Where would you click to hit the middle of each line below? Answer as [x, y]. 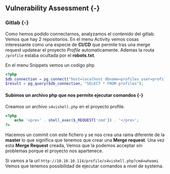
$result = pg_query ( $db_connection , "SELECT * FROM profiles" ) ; [74, 84]
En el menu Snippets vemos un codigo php [50, 65]
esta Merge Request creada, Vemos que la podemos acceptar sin [74, 146]
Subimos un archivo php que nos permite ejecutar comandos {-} [74, 95]
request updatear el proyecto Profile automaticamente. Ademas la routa [80, 50]
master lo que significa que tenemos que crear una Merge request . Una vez [85, 140]
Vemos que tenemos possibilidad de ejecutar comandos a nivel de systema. [84, 166]
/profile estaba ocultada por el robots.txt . [50, 55]
